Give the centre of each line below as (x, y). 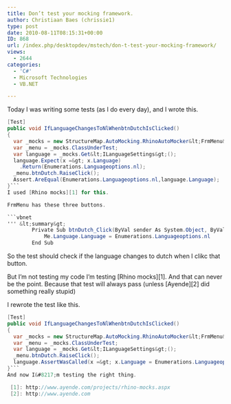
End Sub (43, 243)
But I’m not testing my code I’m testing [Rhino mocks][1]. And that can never (115, 277)
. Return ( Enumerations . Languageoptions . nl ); (83, 167)
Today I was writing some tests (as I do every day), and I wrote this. (103, 109)
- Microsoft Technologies (51, 77)
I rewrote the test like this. (44, 305)
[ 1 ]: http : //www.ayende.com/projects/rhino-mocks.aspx (90, 387)
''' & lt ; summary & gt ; (37, 224)
